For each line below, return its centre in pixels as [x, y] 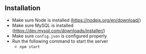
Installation [23, 8]
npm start [30, 47]
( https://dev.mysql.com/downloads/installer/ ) [58, 30]
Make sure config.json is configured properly [59, 36]
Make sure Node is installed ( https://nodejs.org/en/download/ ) [77, 20]
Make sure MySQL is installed [43, 25]
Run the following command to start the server [60, 41]
